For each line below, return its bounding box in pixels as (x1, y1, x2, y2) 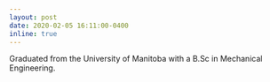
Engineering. (9, 63, 56, 73)
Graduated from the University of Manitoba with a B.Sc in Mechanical (9, 54, 263, 64)
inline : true (9, 29, 58, 38)
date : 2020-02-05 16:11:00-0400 (9, 21, 129, 30)
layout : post (9, 12, 58, 22)
